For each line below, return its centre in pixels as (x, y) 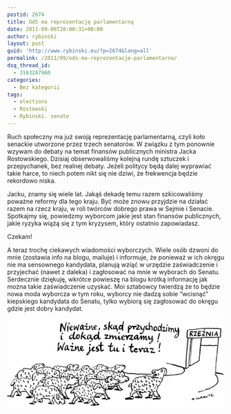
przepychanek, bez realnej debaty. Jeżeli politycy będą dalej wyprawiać (109, 166)
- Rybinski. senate (41, 116)
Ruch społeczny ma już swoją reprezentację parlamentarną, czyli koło (106, 136)
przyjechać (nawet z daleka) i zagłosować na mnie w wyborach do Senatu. (113, 271)
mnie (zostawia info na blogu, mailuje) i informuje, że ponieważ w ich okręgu (116, 257)
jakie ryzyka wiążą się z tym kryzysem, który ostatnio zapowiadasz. (103, 223)
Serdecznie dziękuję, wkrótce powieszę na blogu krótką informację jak (108, 279)
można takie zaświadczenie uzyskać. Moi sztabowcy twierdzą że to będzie (114, 287)
